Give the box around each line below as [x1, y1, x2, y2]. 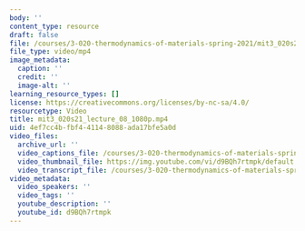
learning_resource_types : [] [9, 89, 120, 98]
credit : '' [17, 73, 59, 82]
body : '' [9, 13, 43, 23]
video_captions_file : [17, 148, 100, 157]
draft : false [9, 30, 59, 39]
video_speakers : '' [17, 183, 92, 192]
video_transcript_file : [17, 166, 107, 175]
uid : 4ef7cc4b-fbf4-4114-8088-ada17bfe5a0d [9, 124, 177, 133]
